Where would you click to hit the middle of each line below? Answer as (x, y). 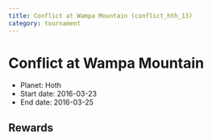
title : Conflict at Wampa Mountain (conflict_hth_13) (101, 16)
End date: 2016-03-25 (57, 102)
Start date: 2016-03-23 (58, 94)
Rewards (31, 128)
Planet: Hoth (41, 85)
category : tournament (45, 23)
